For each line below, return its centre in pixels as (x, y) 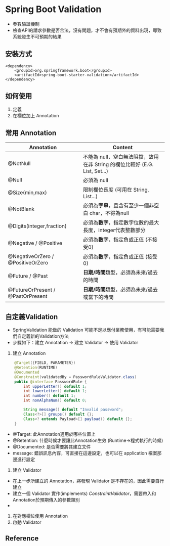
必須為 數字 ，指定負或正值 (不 (118, 240)
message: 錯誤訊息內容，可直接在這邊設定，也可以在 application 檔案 (85, 453)
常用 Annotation (31, 133)
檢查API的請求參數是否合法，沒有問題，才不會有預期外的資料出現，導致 (87, 30)
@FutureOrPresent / (32, 290)
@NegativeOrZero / (31, 256)
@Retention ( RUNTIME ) (36, 368)
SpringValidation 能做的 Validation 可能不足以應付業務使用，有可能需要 (86, 330)
